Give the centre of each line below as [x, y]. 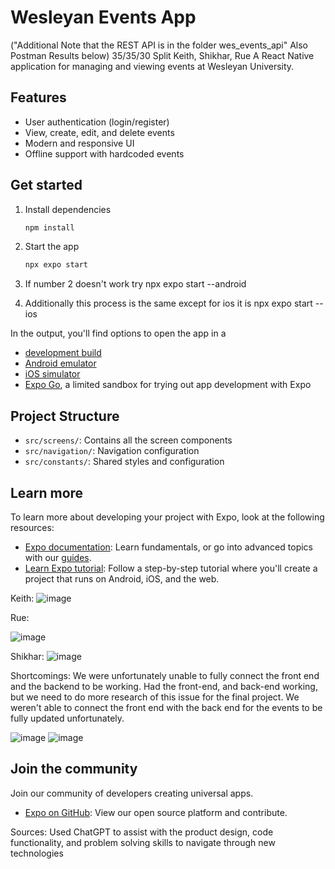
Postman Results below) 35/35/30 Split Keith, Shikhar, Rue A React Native [162, 55]
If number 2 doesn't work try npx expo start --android [135, 284]
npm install [49, 227]
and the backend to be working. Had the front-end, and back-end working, [164, 686]
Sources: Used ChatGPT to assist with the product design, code [142, 832]
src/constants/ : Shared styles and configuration [124, 462]
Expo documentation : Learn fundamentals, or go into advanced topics [168, 547]
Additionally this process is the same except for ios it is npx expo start [168, 303]
